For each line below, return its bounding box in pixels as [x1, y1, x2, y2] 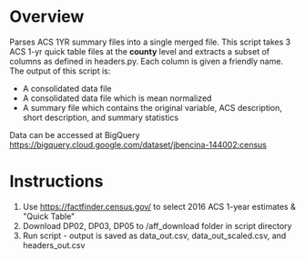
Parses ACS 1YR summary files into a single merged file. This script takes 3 [9, 36, 291, 47]
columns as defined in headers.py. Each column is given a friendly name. [9, 55, 284, 66]
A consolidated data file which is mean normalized [22, 93, 212, 104]
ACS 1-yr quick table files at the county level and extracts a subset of [9, 45, 270, 56]
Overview [9, 6, 85, 27]
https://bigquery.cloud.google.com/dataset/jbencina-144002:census [9, 139, 267, 150]
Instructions [9, 171, 104, 192]
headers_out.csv [22, 239, 86, 251]
